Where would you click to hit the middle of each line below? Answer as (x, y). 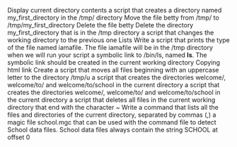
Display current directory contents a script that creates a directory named (115, 10)
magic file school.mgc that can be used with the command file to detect (112, 122)
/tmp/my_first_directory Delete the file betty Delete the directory (100, 25)
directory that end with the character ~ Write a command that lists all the (113, 107)
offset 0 (19, 137)
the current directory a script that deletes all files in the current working (111, 100)
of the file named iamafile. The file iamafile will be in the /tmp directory (110, 47)
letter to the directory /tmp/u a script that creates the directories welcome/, (117, 77)
